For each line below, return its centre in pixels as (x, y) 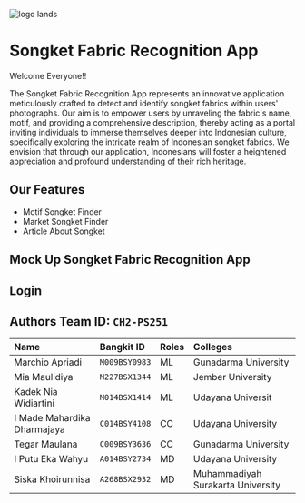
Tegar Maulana (46, 444)
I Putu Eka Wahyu (51, 459)
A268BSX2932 (125, 479)
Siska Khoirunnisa (52, 479)
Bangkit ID (122, 347)
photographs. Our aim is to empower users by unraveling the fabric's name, (151, 113)
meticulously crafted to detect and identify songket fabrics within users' (144, 103)
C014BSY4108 (125, 424)
